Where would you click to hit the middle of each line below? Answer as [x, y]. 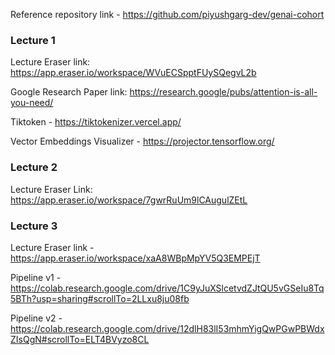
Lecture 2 [34, 167]
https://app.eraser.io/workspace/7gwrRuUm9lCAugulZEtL [129, 200]
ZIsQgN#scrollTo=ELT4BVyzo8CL [80, 339]
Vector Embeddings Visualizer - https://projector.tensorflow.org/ [142, 141]
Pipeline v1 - [36, 277]
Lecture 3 [34, 226]
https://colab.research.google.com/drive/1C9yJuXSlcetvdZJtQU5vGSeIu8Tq [167, 288]
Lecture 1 [33, 40]
